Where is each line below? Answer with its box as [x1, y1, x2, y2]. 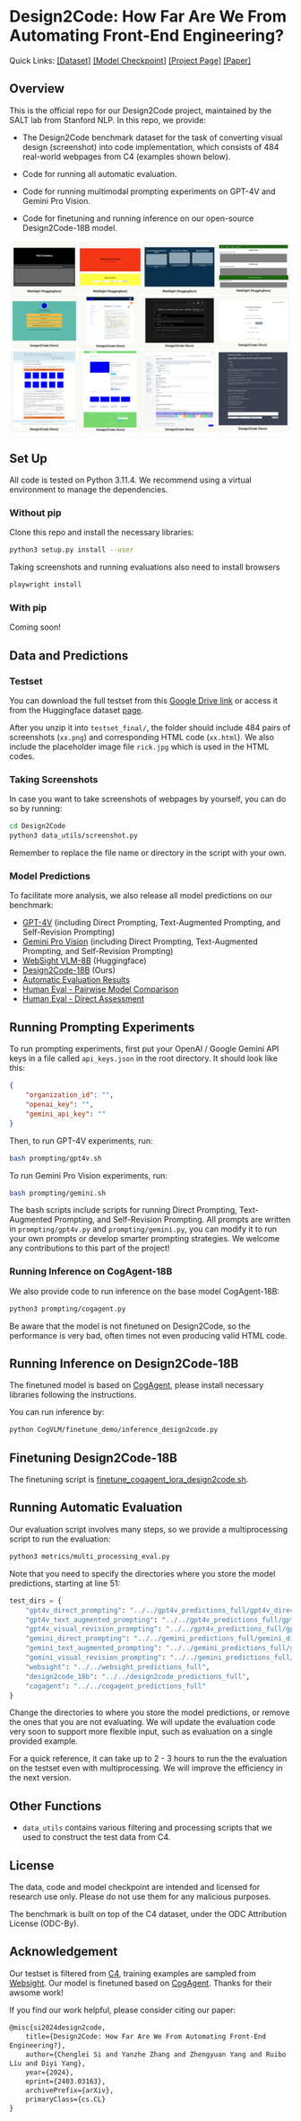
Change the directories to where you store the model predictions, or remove [9, 1707, 290, 1718]
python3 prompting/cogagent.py [9, 1304, 126, 1313]
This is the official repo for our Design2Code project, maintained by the [9, 105, 271, 116]
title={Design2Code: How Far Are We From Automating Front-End [25, 2032, 267, 2041]
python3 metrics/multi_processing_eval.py [9, 1551, 170, 1560]
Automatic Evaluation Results [21, 975, 130, 985]
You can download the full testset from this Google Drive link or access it [9, 695, 278, 706]
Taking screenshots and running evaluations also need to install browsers [9, 561, 280, 572]
